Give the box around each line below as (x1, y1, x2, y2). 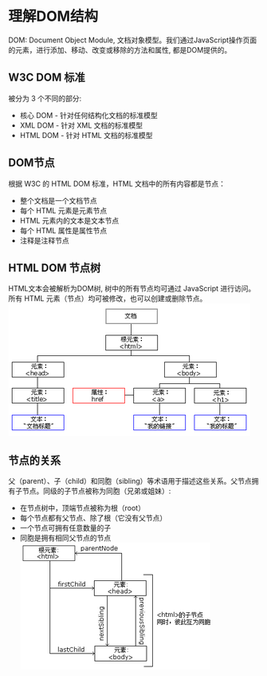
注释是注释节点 (19, 235, 69, 245)
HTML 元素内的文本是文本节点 (19, 215, 120, 225)
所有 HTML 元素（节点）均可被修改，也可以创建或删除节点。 (8, 294, 207, 303)
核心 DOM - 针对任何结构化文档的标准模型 (19, 110, 158, 120)
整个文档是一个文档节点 (19, 196, 97, 205)
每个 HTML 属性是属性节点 (19, 225, 108, 235)
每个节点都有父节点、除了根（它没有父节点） (19, 513, 167, 523)
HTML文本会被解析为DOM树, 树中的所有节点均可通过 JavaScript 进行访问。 (8, 284, 256, 294)
